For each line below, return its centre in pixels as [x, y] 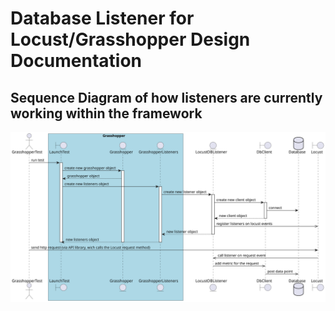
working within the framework [106, 113]
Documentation [76, 61]
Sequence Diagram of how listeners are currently [166, 97]
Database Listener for [102, 18]
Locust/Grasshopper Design [130, 39]
